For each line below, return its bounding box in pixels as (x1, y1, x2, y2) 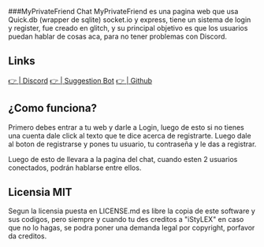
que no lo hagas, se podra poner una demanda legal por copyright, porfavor (8, 223, 255, 233)
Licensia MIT (8, 186, 73, 199)
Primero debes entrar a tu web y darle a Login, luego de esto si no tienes (8, 122, 244, 132)
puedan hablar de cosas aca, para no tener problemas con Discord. (8, 31, 227, 41)
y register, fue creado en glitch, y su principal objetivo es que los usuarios (8, 24, 248, 32)
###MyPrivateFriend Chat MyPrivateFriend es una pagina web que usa (8, 7, 239, 16)
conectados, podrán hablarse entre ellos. (8, 163, 142, 172)
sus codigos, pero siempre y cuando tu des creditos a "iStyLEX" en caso (8, 215, 244, 224)
